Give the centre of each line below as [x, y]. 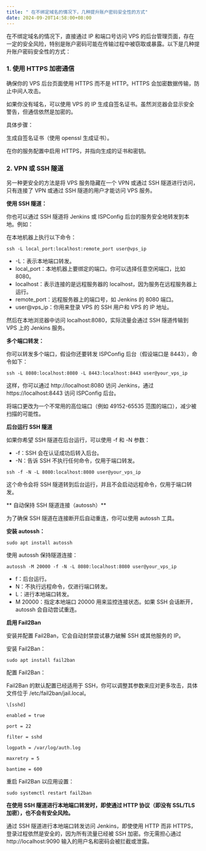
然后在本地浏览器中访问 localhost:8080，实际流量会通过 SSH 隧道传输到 [97, 321]
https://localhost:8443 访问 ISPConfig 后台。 [63, 393]
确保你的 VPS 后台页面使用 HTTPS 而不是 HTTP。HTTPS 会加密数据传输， [100, 83]
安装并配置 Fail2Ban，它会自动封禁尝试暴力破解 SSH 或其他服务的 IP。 [95, 635]
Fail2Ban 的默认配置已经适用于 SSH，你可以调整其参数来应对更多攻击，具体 [102, 686]
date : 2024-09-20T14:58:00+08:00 [49, 18]
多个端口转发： [25, 341]
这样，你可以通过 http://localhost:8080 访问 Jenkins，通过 [80, 386]
